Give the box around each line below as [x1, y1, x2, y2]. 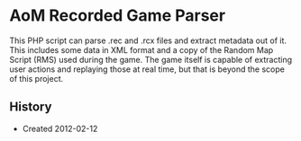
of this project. [9, 73, 64, 84]
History [9, 100, 52, 115]
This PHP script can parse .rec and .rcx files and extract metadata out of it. [9, 35, 287, 46]
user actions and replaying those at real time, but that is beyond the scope [9, 64, 286, 75]
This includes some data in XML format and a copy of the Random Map [9, 44, 274, 55]
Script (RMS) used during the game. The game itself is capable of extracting [9, 54, 293, 65]
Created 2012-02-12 [22, 123, 98, 134]
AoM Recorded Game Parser [9, 5, 226, 26]
